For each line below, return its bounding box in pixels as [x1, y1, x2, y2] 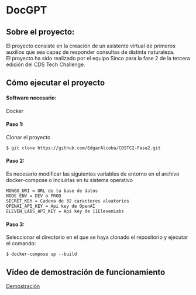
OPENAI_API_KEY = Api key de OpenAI [6, 203, 95, 209]
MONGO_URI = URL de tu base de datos [6, 188, 98, 194]
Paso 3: [6, 221, 25, 228]
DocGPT [6, 4, 47, 17]
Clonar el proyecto [6, 133, 51, 140]
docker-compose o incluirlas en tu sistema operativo [6, 177, 133, 183]
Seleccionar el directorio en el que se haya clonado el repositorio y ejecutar [6, 234, 188, 241]
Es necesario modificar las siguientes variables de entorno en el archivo [6, 170, 180, 177]
